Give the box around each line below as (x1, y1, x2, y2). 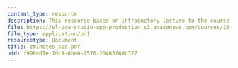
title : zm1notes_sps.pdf (7, 43, 81, 50)
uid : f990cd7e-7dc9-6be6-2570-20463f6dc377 (7, 50, 138, 57)
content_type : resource (7, 10, 78, 18)
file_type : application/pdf (7, 30, 91, 38)
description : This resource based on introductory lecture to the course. (7, 17, 233, 24)
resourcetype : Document (7, 37, 78, 44)
